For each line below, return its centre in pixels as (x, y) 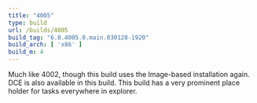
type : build (28, 23)
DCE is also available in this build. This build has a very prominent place (124, 83)
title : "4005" (31, 15)
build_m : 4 (26, 52)
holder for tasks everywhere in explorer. (73, 91)
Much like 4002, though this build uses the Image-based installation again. (129, 74)
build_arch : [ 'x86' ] (45, 45)
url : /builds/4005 (38, 30)
